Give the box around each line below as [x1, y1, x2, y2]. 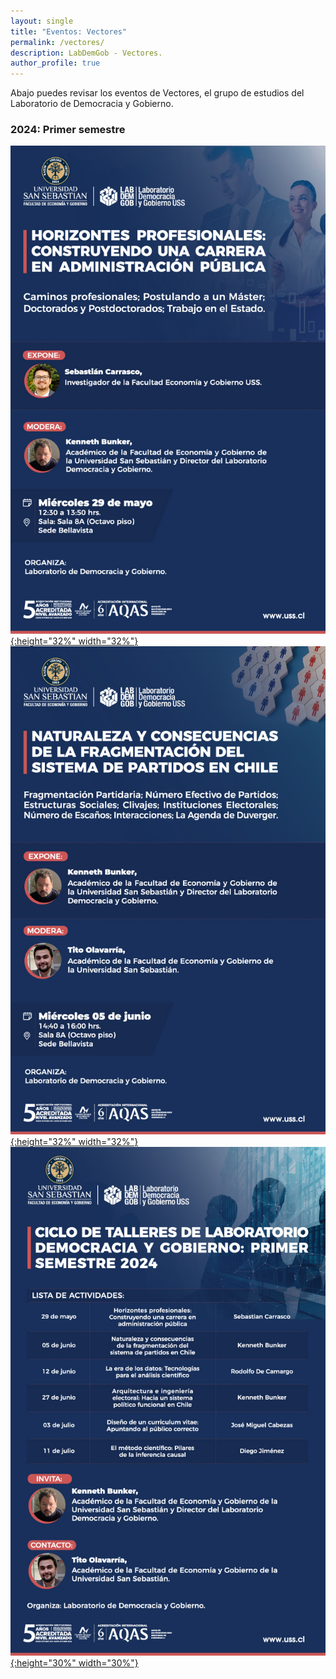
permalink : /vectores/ [10, 37, 105, 47]
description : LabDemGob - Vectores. [10, 48, 163, 58]
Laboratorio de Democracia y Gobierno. [10, 98, 174, 110]
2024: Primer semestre [10, 123, 126, 137]
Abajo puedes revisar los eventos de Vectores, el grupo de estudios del [10, 87, 305, 99]
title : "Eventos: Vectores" [10, 26, 128, 37]
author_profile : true [10, 58, 101, 69]
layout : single [10, 16, 74, 26]
